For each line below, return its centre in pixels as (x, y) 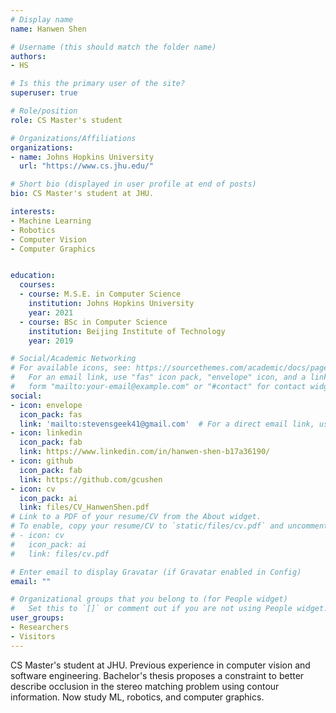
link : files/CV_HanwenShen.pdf (84, 507)
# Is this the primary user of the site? (98, 84)
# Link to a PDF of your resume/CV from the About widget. (136, 517)
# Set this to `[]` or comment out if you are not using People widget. (169, 609)
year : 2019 (51, 341)
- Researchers (40, 627)
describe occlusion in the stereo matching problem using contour (145, 686)
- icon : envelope (46, 405)
